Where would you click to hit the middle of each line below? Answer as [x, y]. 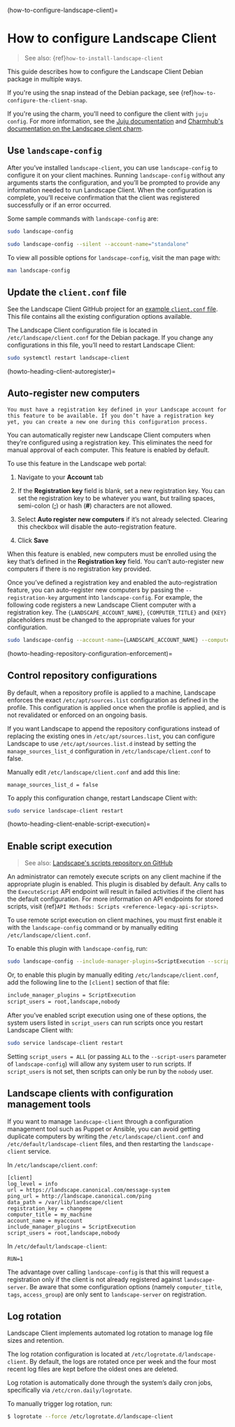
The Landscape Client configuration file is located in [83, 330]
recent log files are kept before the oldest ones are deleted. [93, 1369]
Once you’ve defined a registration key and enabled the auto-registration [112, 582]
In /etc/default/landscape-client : [57, 1246]
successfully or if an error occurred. [59, 205]
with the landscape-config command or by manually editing [93, 928]
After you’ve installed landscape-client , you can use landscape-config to [113, 167]
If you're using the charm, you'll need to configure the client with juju [108, 113]
